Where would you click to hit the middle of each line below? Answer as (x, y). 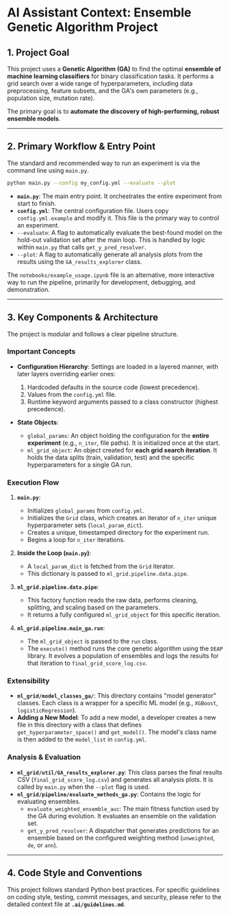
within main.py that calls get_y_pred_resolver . (81, 247)
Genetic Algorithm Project (83, 27)
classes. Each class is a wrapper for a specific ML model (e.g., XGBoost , (117, 703)
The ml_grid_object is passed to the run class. (93, 642)
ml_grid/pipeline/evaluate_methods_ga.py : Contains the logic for (109, 794)
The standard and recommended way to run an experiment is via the (104, 163)
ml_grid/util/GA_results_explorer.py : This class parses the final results (119, 772)
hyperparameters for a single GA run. (79, 465)
